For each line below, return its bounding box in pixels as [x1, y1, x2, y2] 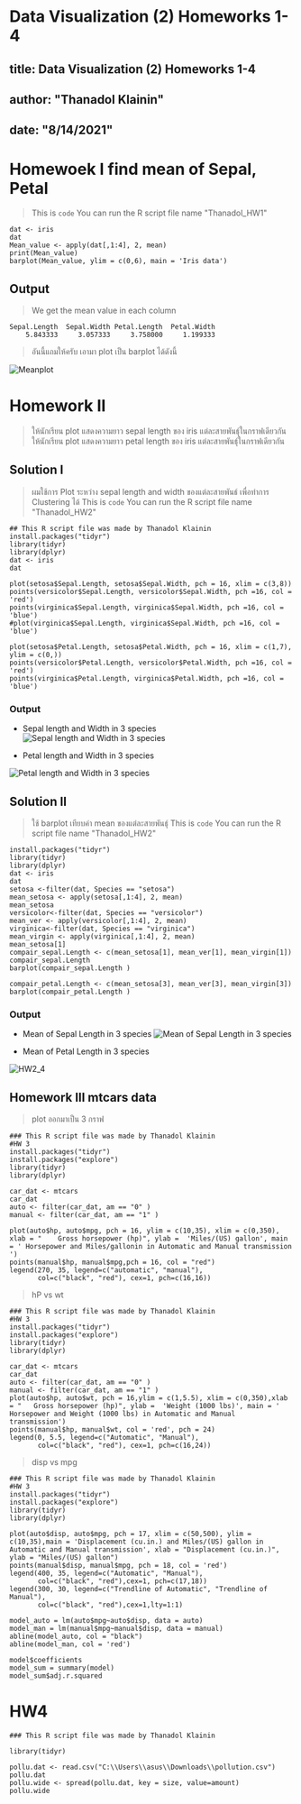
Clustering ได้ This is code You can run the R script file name [31, 496, 252, 507]
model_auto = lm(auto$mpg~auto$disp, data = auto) [9, 1616, 204, 1625]
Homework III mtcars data [9, 1089, 158, 1105]
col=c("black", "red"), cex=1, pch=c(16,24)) [37, 1441, 212, 1451]
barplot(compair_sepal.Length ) [9, 963, 131, 973]
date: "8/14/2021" [9, 123, 114, 138]
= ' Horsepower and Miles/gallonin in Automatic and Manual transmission [9, 1242, 293, 1251]
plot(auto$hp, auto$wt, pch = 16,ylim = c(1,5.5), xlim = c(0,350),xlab [9, 1394, 288, 1403]
